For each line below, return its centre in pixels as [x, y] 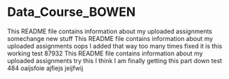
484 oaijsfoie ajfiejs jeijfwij [45, 68]
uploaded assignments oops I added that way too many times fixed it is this [115, 46]
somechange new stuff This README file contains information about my [110, 38]
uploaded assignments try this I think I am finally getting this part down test [114, 60]
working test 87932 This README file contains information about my [105, 53]
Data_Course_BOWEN [71, 12]
